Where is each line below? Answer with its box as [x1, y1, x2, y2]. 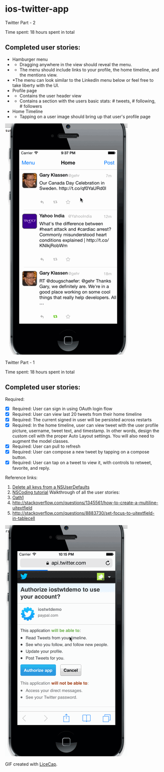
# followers [19, 103, 43, 109]
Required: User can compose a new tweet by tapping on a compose [12, 449, 149, 455]
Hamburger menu [12, 56, 48, 62]
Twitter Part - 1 [5, 359, 35, 365]
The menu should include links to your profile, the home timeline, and [19, 67, 159, 72]
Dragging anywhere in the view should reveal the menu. [19, 61, 132, 67]
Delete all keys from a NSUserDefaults [12, 484, 90, 490]
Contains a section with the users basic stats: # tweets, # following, [19, 98, 156, 104]
